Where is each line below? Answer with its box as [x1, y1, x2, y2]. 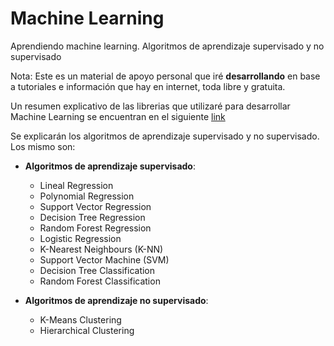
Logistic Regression [39, 232, 122, 244]
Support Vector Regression [39, 200, 152, 212]
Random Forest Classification [39, 275, 161, 287]
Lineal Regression [39, 179, 114, 191]
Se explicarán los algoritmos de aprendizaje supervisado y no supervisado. [10, 130, 320, 142]
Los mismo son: [10, 140, 76, 152]
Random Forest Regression [39, 222, 152, 234]
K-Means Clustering [39, 313, 122, 326]
